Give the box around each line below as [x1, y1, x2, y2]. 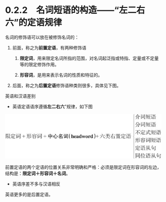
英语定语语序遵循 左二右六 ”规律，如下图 [12, 103, 93, 109]
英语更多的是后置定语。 [5, 192, 53, 198]
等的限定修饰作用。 [19, 61, 59, 67]
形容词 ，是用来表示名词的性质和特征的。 [19, 72, 103, 78]
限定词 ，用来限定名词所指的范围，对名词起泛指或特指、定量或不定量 [19, 55, 159, 61]
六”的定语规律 [5, 17, 62, 28]
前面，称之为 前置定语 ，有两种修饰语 [12, 45, 87, 50]
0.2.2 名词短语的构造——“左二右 [5, 4, 145, 16]
